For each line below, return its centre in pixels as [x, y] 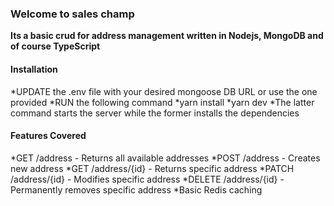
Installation [34, 69]
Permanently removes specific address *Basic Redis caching [136, 189]
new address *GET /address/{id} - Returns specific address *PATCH [152, 168]
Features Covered [48, 136]
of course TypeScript [55, 46]
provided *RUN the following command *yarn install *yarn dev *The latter [162, 102]
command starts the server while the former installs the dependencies [155, 113]
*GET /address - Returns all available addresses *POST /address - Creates [165, 158]
